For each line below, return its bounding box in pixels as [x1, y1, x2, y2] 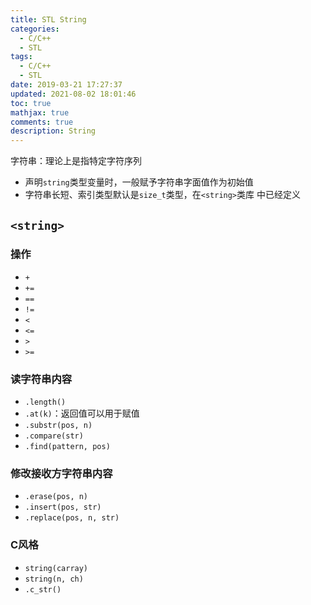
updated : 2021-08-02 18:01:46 [10, 89, 137, 99]
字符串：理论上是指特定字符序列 [10, 155, 142, 167]
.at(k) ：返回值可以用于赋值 [24, 407, 140, 420]
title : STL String [10, 14, 87, 25]
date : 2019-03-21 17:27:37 [10, 80, 123, 90]
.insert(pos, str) [24, 502, 102, 513]
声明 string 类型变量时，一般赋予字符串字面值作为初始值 [24, 176, 254, 188]
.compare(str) [24, 431, 84, 441]
